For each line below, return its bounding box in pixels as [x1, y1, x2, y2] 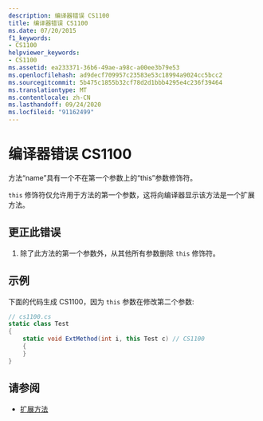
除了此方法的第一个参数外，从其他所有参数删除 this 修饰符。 [19, 248, 221, 258]
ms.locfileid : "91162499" [8, 109, 94, 117]
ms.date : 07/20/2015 [8, 26, 77, 34]
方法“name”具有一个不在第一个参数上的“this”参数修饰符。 [8, 173, 198, 182]
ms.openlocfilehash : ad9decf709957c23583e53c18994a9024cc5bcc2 [8, 71, 223, 79]
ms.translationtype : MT [8, 85, 88, 94]
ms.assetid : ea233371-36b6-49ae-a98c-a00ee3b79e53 [8, 64, 180, 72]
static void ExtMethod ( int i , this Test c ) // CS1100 [22, 335, 205, 344]
